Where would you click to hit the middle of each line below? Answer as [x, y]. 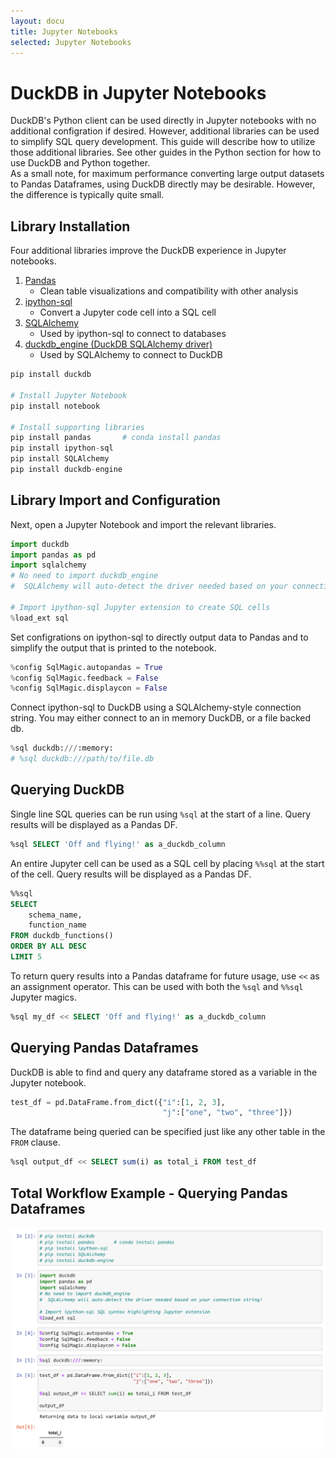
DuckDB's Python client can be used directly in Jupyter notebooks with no [163, 121]
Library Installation [70, 226]
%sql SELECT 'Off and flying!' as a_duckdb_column [118, 844]
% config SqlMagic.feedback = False [84, 678]
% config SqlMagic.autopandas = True [86, 667]
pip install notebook [55, 406]
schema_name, [55, 915]
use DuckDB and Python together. [80, 163]
